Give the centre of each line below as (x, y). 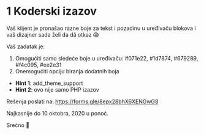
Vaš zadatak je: (25, 46)
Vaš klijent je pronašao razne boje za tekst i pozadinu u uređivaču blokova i (101, 28)
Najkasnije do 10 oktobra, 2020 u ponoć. (58, 113)
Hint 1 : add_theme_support (49, 83)
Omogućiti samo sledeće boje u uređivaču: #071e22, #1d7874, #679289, (107, 58)
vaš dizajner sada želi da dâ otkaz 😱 (53, 34)
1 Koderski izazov (51, 11)
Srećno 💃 (18, 125)
